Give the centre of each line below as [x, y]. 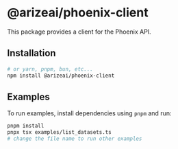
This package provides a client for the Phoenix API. [79, 32]
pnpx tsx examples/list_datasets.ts [59, 133]
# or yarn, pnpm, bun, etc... [50, 69]
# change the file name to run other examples [75, 139]
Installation [31, 53]
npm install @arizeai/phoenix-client [61, 76]
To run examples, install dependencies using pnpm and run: [89, 113]
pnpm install [26, 126]
